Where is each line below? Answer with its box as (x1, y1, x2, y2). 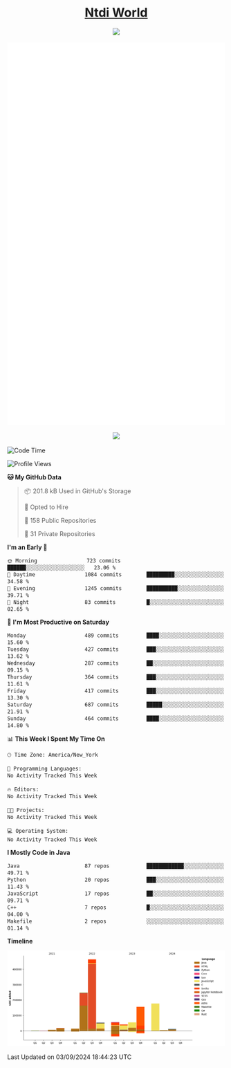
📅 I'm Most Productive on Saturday (7, 618, 109, 627)
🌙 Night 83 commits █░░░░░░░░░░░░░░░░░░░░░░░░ (7, 599, 225, 606)
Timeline (7, 937, 33, 946)
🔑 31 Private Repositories (24, 530, 95, 538)
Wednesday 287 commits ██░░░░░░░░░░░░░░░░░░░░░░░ (7, 660, 225, 667)
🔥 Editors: (7, 786, 39, 793)
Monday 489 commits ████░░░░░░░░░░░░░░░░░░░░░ (7, 632, 225, 639)
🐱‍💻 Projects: (7, 807, 45, 814)
